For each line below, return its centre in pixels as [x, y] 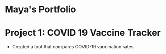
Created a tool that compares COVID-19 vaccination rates [73, 47]
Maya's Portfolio [40, 9]
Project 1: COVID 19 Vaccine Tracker [83, 33]
